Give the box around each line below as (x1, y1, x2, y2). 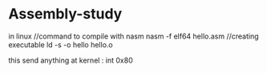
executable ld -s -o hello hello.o (8, 39, 114, 49)
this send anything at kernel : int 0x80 (8, 55, 134, 65)
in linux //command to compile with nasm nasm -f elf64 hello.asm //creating (8, 31, 259, 41)
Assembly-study (8, 5, 123, 23)
